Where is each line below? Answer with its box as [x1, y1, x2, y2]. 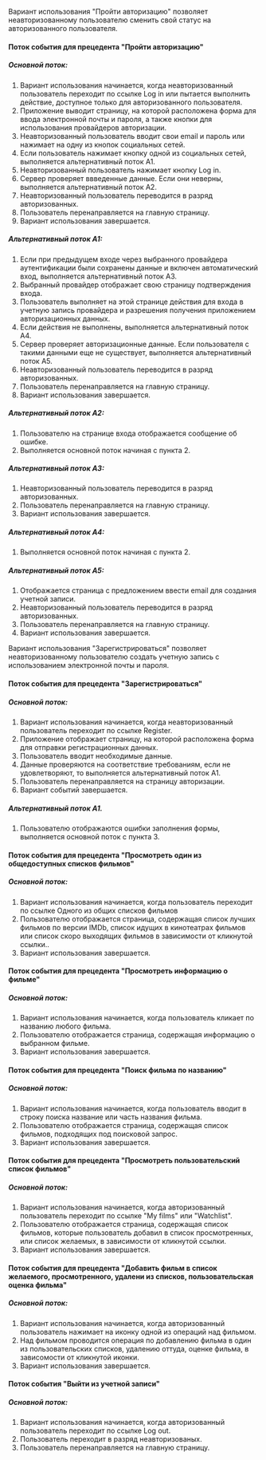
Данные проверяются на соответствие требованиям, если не [19, 760, 231, 769]
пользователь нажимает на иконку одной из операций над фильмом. [19, 1327, 256, 1336]
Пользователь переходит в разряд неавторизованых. [19, 1434, 203, 1444]
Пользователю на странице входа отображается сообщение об [19, 428, 237, 438]
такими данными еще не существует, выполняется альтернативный [19, 347, 252, 357]
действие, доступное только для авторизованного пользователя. [19, 97, 243, 107]
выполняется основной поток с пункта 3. [19, 831, 160, 841]
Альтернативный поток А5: [8, 566, 105, 575]
